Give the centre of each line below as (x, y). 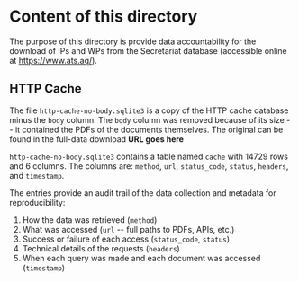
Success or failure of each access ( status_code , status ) (126, 239)
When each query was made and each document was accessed (141, 258)
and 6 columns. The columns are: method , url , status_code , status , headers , (149, 166)
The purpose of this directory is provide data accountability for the (133, 41)
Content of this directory (104, 17)
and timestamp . (37, 175)
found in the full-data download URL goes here (97, 139)
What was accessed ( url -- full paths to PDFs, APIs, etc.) (128, 229)
